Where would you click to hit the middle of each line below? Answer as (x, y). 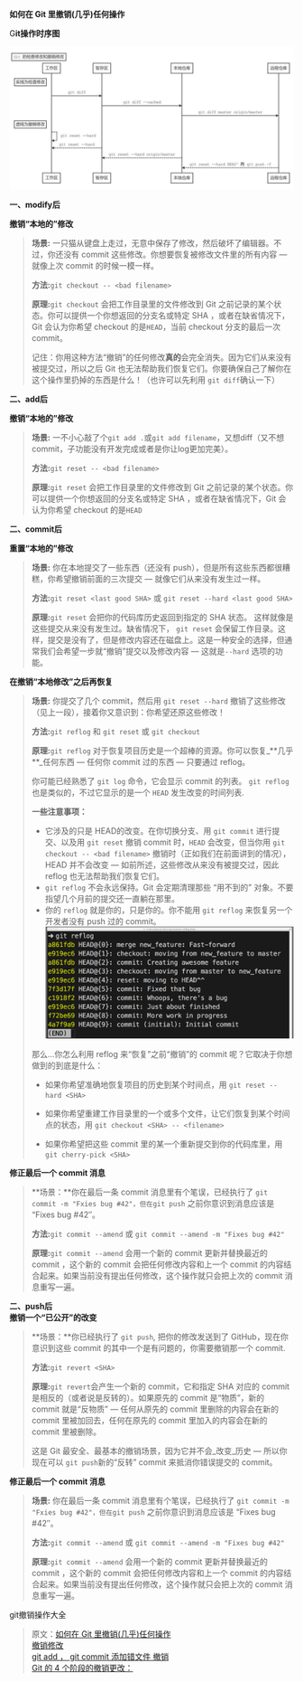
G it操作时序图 (35, 33)
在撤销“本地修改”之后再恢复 (61, 681)
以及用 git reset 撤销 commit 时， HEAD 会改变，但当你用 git (173, 842)
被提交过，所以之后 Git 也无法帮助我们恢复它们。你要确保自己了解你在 (161, 369)
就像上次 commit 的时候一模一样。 (95, 265)
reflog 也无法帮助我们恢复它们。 (105, 876)
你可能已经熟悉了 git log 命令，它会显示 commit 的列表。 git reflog (161, 781)
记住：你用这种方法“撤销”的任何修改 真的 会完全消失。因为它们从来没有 (161, 357)
